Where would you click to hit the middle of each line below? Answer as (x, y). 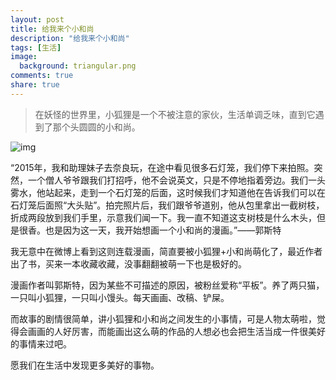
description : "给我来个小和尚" (70, 38)
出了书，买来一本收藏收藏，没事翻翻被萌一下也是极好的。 (128, 263)
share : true (35, 85)
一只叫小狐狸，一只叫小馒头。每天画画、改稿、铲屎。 (120, 297)
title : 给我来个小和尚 (52, 29)
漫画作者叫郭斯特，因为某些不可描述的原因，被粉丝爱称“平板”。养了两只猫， (167, 285)
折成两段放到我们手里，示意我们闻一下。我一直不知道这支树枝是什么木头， (163, 217)
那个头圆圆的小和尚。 (96, 127)
